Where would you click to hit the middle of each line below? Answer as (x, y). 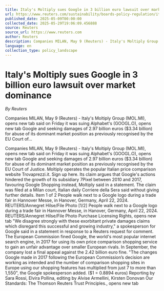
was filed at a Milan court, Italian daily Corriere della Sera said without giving (82, 190)
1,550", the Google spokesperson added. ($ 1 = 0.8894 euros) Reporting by (80, 273)
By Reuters (16, 109)
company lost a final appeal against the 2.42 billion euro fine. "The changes (81, 252)
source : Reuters (21, 28)
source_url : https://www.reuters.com (43, 32)
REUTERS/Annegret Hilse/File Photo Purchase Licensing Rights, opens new (81, 216)
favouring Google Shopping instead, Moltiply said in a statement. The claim (81, 185)
